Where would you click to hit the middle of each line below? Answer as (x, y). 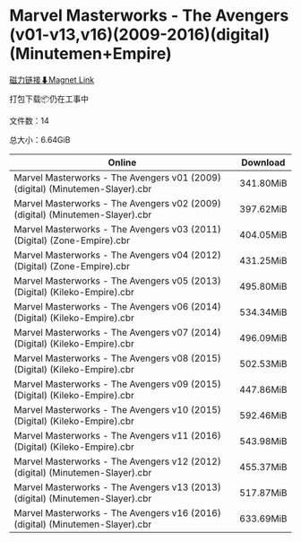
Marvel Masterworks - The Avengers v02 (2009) (117, 203)
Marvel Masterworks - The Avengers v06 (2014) (117, 306)
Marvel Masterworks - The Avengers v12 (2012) (117, 461)
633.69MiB (263, 519)
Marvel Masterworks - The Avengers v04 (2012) (117, 255)
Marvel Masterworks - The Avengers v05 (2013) (117, 281)
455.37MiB (263, 467)
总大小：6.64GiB (40, 139)
